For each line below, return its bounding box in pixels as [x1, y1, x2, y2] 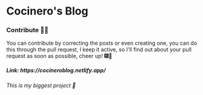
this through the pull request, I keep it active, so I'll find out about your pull [6, 46, 192, 53]
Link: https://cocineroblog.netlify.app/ [6, 67, 106, 74]
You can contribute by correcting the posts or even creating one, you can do [6, 39, 198, 47]
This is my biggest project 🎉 [6, 82, 76, 89]
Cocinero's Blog [6, 4, 88, 18]
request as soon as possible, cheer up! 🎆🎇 [6, 53, 113, 60]
